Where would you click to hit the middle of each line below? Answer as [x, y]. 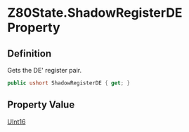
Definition [29, 53]
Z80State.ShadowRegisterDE [95, 13]
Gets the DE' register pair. [45, 70]
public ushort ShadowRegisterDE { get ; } [69, 83]
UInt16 [17, 122]
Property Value [41, 105]
